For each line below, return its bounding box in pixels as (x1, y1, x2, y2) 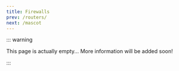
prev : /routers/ (6, 14, 47, 20)
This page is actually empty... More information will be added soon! (6, 48, 173, 55)
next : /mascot (6, 20, 42, 26)
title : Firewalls (6, 8, 50, 15)
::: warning (6, 36, 33, 44)
